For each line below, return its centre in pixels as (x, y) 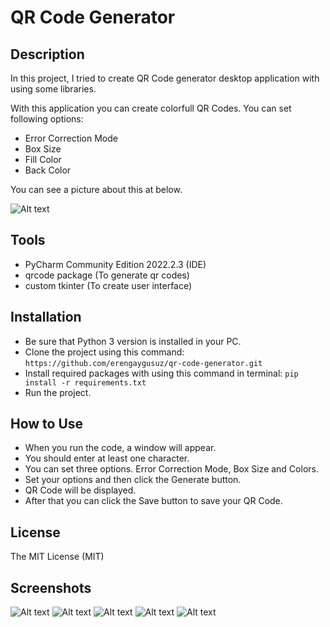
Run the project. (58, 392)
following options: (47, 119)
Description (47, 54)
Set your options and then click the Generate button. (133, 480)
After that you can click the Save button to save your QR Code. (153, 501)
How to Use (47, 424)
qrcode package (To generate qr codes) (107, 275)
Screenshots (51, 587)
